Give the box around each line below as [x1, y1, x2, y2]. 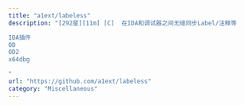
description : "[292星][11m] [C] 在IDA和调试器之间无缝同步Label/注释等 [8, 19, 237, 27]
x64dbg [8, 56, 30, 64]
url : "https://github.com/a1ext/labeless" [8, 77, 152, 85]
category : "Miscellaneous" [8, 84, 98, 92]
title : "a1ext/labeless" [8, 11, 91, 20]
